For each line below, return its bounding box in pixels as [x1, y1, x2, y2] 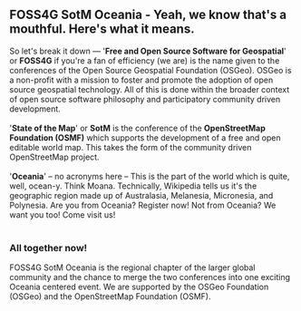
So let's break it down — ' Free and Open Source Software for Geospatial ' [9, 45, 287, 56]
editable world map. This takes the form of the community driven [9, 141, 252, 152]
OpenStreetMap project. [9, 151, 100, 162]
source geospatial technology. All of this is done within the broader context [9, 83, 290, 94]
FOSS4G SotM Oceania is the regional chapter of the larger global [9, 262, 256, 273]
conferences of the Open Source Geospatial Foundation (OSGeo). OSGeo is [9, 64, 292, 75]
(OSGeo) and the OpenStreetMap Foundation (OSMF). [9, 291, 211, 302]
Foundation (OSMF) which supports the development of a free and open [9, 131, 281, 143]
